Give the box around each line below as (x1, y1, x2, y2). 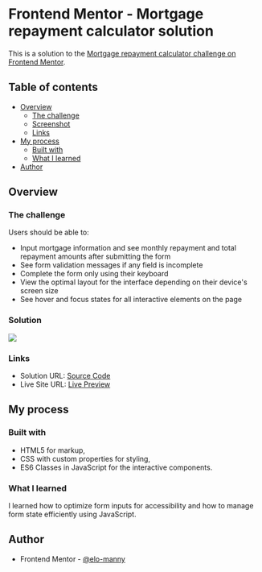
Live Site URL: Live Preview (19, 379, 111, 389)
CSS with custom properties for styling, (19, 454, 151, 463)
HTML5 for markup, (19, 445, 86, 455)
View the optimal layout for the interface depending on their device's (19, 277, 248, 287)
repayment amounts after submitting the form (19, 251, 171, 262)
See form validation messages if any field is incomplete (19, 260, 203, 270)
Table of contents (8, 81, 98, 94)
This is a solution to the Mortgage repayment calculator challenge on (8, 48, 236, 58)
